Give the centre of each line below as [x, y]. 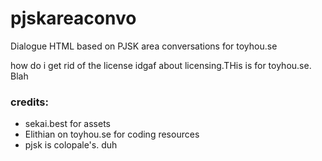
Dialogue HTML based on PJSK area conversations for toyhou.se [144, 46]
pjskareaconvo [73, 18]
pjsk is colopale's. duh [71, 145]
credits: [29, 102]
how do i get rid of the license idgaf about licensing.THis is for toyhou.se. [161, 65]
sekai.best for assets [67, 124]
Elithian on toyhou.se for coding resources [112, 134]
